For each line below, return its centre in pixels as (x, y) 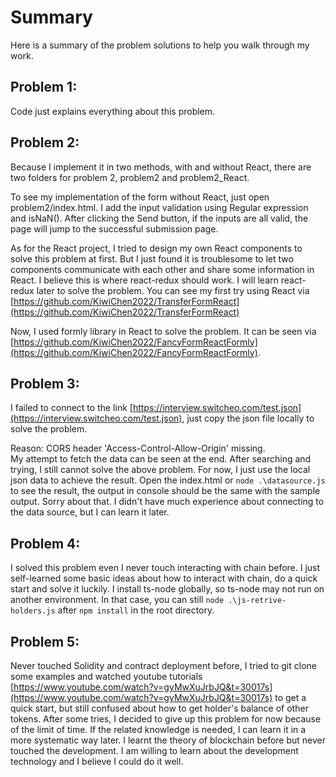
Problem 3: (45, 383)
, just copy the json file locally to (248, 418)
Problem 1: (44, 87)
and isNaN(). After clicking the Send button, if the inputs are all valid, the (159, 218)
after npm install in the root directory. (136, 610)
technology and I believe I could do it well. (97, 761)
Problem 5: (45, 641)
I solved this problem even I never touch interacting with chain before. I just (165, 568)
